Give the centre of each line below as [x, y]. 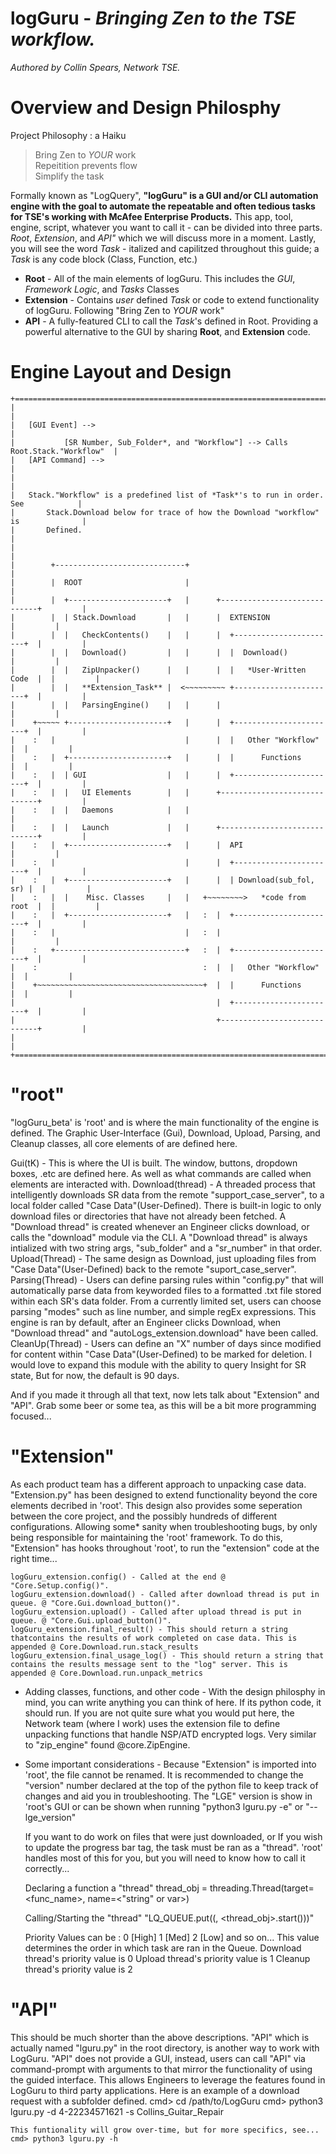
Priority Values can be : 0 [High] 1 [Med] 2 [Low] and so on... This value [172, 1937]
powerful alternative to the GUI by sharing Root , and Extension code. [167, 331]
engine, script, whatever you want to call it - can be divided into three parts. [166, 227]
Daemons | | [135, 810]
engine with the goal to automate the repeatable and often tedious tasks [163, 206]
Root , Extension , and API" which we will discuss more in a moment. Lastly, [163, 238]
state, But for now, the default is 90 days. [95, 1375]
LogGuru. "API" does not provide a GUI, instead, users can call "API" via [158, 2058]
